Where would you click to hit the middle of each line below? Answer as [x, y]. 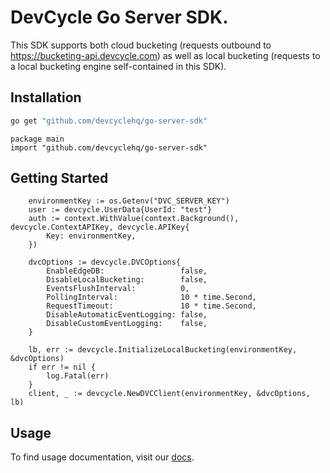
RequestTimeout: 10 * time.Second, [151, 306]
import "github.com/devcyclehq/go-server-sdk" [109, 147]
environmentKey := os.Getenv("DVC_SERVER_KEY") [129, 201]
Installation [46, 97]
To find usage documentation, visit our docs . [102, 457]
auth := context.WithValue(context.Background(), [134, 219]
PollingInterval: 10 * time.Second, [151, 297]
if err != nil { [62, 367]
